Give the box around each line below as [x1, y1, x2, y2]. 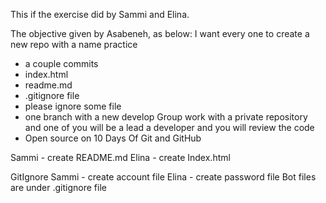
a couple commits [24, 58, 99, 69]
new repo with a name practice [10, 39, 138, 50]
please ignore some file [24, 100, 122, 112]
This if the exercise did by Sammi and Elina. [10, 9, 190, 20]
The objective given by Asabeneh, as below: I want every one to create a [10, 28, 310, 39]
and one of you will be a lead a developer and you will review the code [24, 122, 315, 133]
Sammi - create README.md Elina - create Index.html [10, 152, 231, 163]
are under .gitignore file [10, 182, 107, 193]
